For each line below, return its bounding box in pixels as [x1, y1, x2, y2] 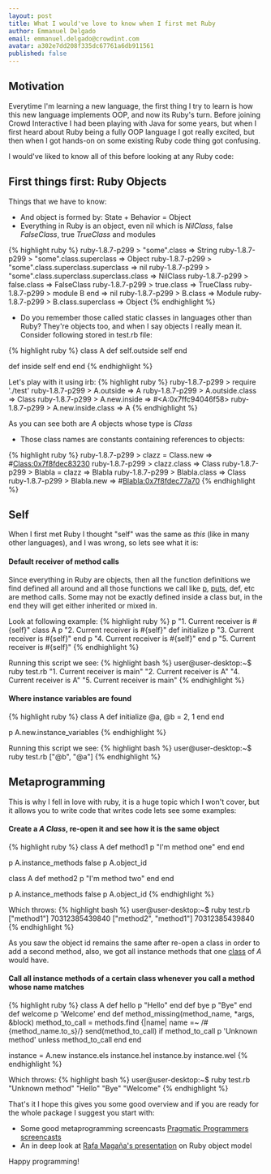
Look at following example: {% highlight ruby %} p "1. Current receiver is [8, 616, 251, 626]
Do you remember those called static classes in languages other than [19, 312, 252, 322]
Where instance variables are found [8, 694, 132, 703]
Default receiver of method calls [8, 557, 119, 566]
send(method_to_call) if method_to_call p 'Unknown [84, 1026, 258, 1036]
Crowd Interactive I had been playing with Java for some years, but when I [8, 118, 257, 128]
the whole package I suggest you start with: [8, 1108, 155, 1118]
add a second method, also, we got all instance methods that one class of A [8, 946, 262, 956]
